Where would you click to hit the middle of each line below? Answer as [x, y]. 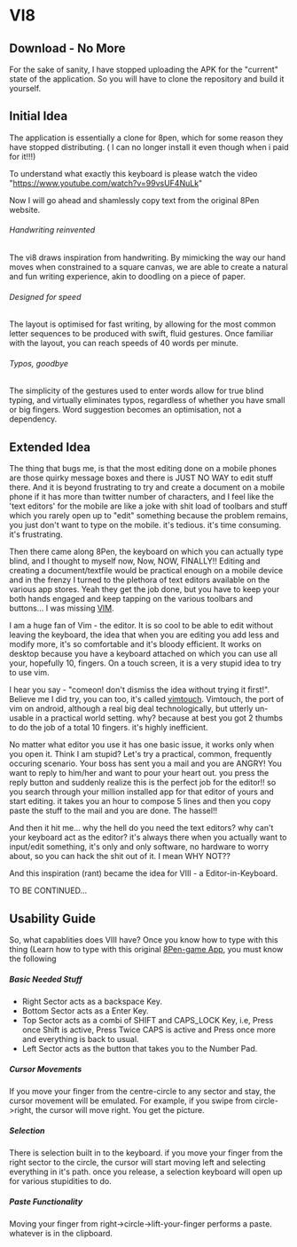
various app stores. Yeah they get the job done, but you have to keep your [145, 589]
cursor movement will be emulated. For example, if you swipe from [131, 1101]
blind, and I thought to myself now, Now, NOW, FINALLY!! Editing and [135, 561]
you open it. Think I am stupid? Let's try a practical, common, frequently [141, 754]
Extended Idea [50, 447]
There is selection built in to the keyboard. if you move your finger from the [146, 1152]
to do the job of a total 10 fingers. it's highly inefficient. [109, 728]
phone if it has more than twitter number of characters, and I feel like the [142, 497]
